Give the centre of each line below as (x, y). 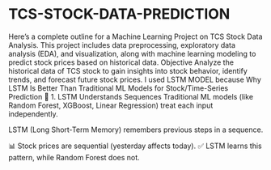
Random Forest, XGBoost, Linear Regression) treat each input (111, 105)
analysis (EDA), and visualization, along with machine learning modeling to (132, 53)
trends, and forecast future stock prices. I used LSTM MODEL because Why (135, 79)
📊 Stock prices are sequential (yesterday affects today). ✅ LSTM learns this (135, 146)
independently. (33, 113)
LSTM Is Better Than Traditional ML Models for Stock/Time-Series (119, 88)
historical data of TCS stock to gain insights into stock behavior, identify (128, 70)
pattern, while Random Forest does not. (74, 157)
